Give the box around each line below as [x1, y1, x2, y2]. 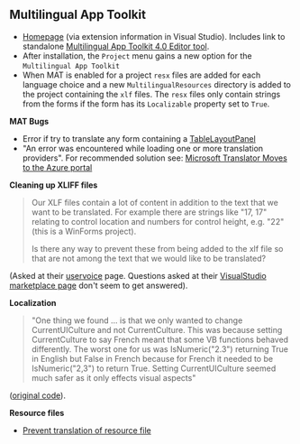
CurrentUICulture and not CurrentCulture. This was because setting [31, 324, 283, 335]
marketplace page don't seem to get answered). [9, 280, 188, 291]
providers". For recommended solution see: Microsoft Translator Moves [22, 153, 288, 163]
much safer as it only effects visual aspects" [31, 372, 196, 383]
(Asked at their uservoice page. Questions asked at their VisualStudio [9, 270, 268, 281]
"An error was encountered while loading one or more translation [22, 143, 264, 153]
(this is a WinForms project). [31, 226, 137, 236]
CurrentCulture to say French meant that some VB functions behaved [31, 334, 289, 345]
